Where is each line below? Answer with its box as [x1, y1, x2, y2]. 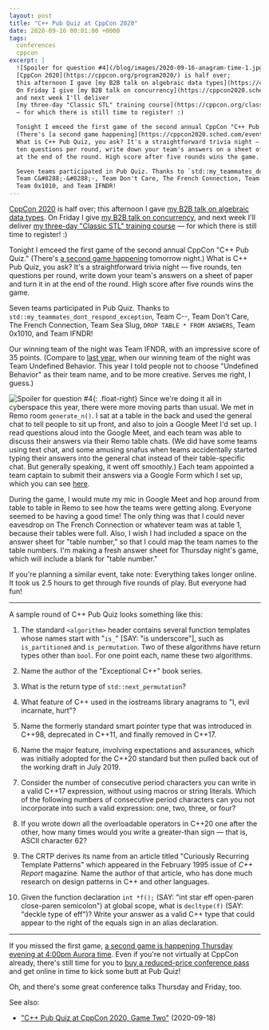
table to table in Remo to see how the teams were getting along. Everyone [9, 503, 252, 513]
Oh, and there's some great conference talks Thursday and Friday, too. [9, 982, 242, 992]
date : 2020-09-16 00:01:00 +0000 [9, 26, 121, 34]
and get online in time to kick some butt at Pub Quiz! [9, 967, 181, 976]
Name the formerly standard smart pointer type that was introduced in [20, 722, 252, 730]
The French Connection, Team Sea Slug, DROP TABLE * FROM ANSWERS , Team [9, 320, 255, 329]
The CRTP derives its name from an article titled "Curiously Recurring [20, 851, 250, 861]
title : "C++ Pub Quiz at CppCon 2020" [9, 19, 138, 27]
